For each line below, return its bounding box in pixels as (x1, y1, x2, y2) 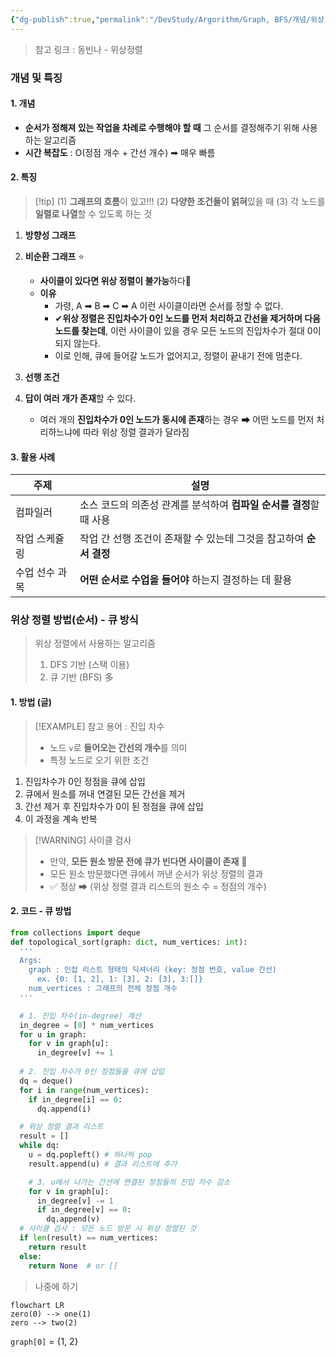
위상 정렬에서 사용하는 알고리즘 (34, 637, 156, 650)
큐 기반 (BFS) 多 (49, 671, 114, 683)
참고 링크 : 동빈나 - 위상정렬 (34, 43, 143, 55)
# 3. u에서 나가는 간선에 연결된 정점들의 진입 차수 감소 (28, 1177, 231, 1187)
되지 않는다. (54, 337, 101, 349)
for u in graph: (19, 1029, 87, 1040)
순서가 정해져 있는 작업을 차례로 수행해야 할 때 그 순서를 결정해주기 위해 (24, 121, 300, 133)
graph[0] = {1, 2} (10, 1335, 79, 1347)
